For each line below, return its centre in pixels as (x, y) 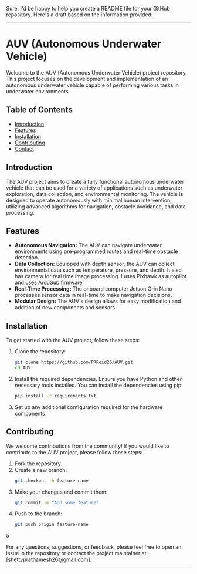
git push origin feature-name (52, 525)
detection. (27, 258)
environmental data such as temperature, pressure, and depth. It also (98, 270)
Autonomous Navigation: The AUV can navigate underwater (88, 245)
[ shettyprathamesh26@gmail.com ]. (49, 559)
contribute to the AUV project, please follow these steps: (74, 452)
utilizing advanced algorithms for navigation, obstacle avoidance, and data (96, 206)
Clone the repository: (40, 352)
